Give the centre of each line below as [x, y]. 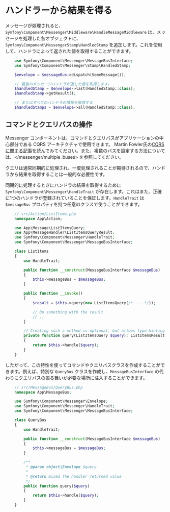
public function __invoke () [53, 294]
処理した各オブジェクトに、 [52, 38]
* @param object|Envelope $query [61, 467]
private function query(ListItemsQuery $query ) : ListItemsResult [94, 336]
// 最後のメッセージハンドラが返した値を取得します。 [63, 84]
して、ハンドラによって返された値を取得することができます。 [69, 51]
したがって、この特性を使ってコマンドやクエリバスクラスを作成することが [83, 365]
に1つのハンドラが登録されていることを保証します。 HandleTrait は [75, 198]
